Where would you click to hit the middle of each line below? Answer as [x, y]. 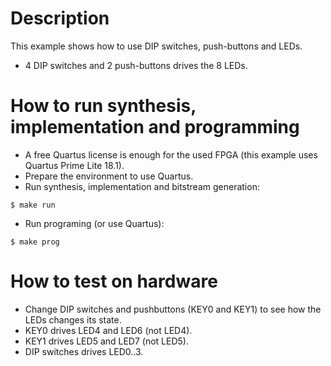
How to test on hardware [114, 281]
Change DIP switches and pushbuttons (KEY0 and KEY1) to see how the [173, 309]
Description [60, 18]
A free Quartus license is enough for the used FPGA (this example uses [171, 154]
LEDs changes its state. [73, 319]
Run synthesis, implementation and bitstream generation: [142, 186]
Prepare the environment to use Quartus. [109, 176]
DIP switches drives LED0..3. [84, 351]
